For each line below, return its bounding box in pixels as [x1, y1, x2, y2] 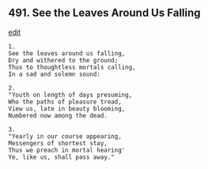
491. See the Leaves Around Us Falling [8, 6, 201, 20]
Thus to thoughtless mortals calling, [8, 63, 136, 71]
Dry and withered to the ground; [8, 56, 119, 64]
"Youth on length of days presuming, [8, 91, 133, 99]
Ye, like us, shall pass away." [8, 153, 115, 161]
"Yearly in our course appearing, [8, 132, 123, 141]
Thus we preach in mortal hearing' [8, 146, 126, 154]
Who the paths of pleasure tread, [8, 98, 123, 106]
